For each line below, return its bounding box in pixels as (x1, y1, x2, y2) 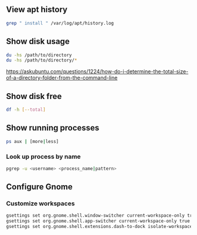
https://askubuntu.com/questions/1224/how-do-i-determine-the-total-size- (6, 68, 189, 75)
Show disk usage (6, 36, 70, 46)
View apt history (6, 5, 67, 15)
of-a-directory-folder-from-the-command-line (6, 74, 118, 81)
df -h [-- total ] (6, 107, 46, 113)
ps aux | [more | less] (6, 138, 59, 144)
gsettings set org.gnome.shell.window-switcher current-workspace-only (6, 213, 185, 219)
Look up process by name (6, 152, 81, 161)
